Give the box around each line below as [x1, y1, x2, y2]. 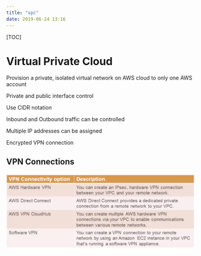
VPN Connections [6, 157, 75, 167]
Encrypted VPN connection [6, 139, 74, 146]
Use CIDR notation [6, 104, 52, 111]
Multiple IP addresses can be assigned [6, 127, 102, 135]
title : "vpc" [6, 10, 39, 16]
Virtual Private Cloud [6, 54, 113, 68]
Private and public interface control [6, 92, 94, 99]
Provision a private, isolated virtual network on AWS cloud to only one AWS [6, 74, 193, 81]
